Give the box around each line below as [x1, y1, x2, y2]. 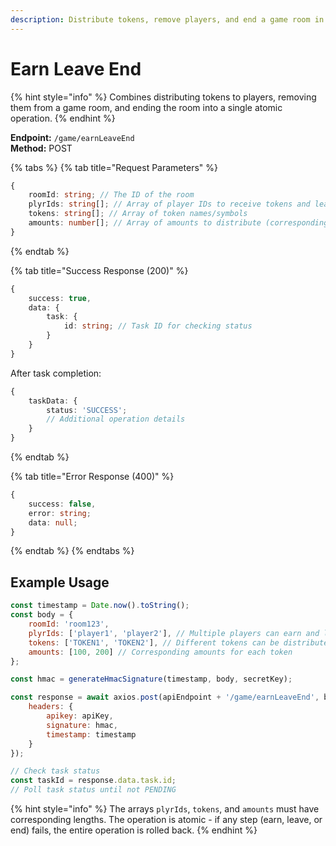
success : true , [28, 293, 92, 303]
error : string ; [28, 508, 92, 518]
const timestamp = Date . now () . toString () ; [10, 601, 190, 611]
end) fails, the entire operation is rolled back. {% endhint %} [10, 824, 258, 836]
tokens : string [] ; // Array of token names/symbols [28, 209, 248, 219]
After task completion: [10, 367, 102, 379]
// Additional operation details [46, 414, 186, 425]
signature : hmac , [46, 720, 118, 730]
